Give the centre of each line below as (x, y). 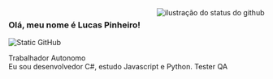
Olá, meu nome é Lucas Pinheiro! (74, 25)
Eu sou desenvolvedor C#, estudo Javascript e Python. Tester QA (118, 67)
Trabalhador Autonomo (47, 58)
